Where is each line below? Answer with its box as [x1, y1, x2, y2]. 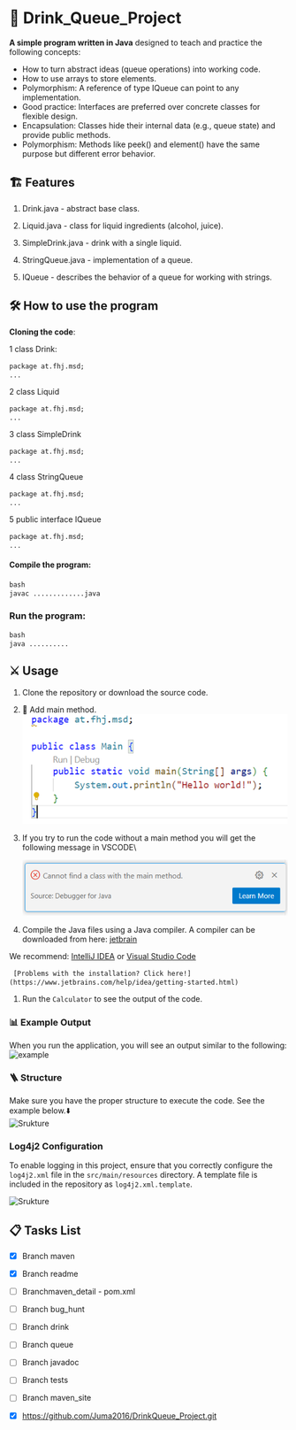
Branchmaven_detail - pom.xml [21, 1287, 135, 1297]
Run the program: [9, 610, 87, 622]
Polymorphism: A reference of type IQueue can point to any [21, 82, 239, 93]
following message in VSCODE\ [21, 842, 137, 853]
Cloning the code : [9, 327, 76, 337]
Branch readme [21, 1269, 79, 1279]
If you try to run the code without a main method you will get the [21, 833, 256, 843]
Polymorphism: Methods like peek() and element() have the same [21, 139, 261, 150]
